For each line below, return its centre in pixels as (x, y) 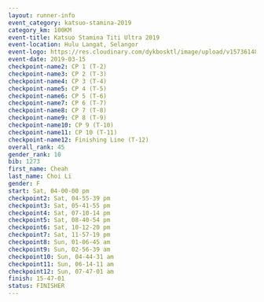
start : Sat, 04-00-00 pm (49, 191)
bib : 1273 (24, 162)
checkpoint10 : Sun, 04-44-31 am (61, 256)
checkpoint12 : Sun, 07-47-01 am (61, 271)
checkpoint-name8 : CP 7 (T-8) (58, 111)
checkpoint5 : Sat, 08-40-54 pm (59, 220)
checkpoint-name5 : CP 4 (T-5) (58, 88)
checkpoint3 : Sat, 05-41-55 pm (59, 205)
